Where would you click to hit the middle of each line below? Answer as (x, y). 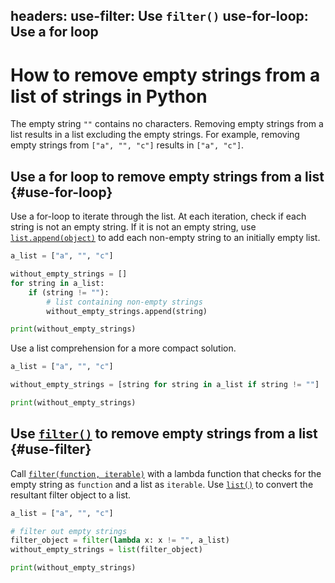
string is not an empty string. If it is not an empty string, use (133, 227)
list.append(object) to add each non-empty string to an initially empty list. (165, 238)
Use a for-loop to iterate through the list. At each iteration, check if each (158, 216)
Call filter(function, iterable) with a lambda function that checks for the (166, 473)
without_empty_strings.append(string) (127, 311)
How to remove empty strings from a (165, 75)
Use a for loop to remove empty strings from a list (167, 176)
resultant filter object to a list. (71, 495)
